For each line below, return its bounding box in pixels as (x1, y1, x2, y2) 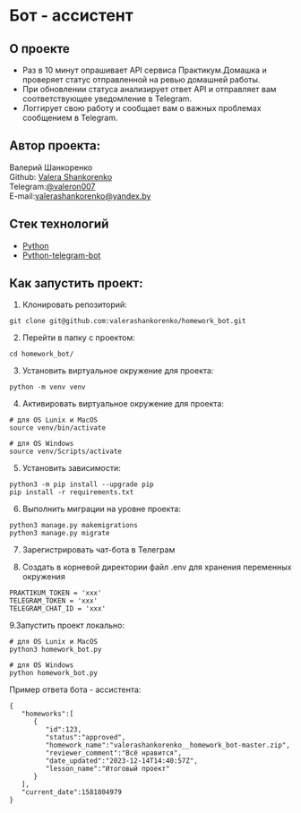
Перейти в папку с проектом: (21, 332, 136, 343)
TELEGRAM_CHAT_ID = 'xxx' (9, 604, 106, 613)
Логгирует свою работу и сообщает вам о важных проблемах (21, 103, 262, 113)
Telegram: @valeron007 (9, 181, 96, 192)
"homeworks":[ (21, 709, 74, 719)
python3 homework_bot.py (9, 646, 102, 655)
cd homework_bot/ (9, 350, 74, 359)
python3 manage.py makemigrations (9, 521, 139, 530)
